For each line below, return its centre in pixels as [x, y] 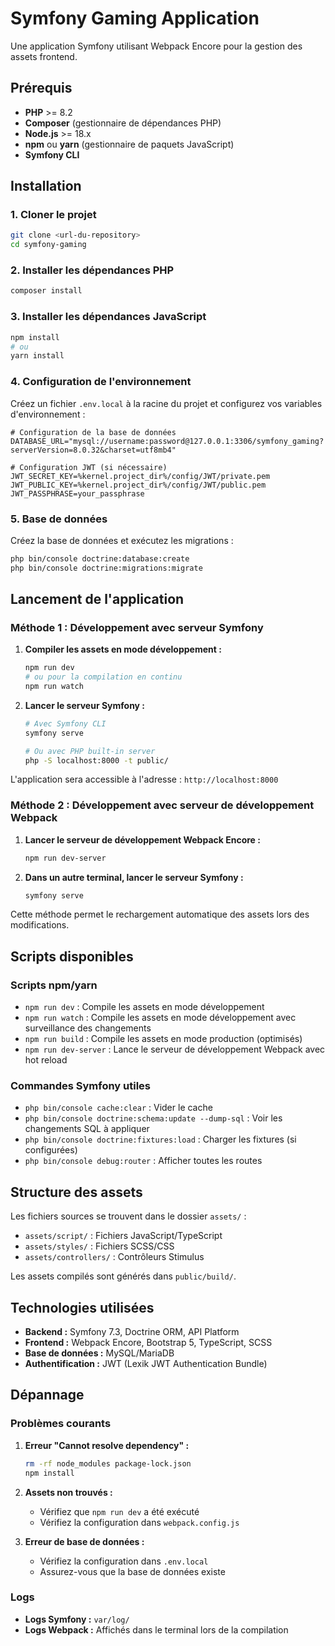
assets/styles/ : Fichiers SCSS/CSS [99, 1246]
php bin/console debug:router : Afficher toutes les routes [143, 1161]
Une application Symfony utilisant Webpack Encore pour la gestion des [156, 46]
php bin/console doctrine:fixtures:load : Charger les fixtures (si [160, 1139]
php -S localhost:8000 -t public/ [96, 760]
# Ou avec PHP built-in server [90, 751]
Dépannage [47, 1395]
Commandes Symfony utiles [81, 1086]
